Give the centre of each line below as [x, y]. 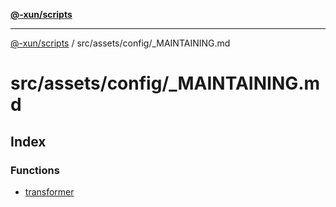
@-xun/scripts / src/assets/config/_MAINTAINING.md [120, 43]
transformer [49, 191]
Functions [35, 170]
